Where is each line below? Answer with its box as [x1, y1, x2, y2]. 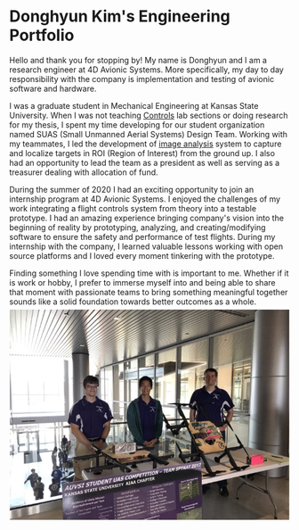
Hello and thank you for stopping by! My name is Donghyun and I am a [9, 54, 267, 65]
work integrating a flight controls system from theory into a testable [9, 203, 256, 213]
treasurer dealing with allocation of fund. [9, 167, 158, 178]
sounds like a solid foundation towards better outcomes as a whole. [9, 296, 257, 307]
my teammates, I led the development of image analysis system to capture [9, 138, 282, 149]
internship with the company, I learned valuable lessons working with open [9, 241, 283, 252]
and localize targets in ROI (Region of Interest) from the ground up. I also [9, 147, 276, 158]
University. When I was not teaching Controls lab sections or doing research [9, 110, 288, 120]
